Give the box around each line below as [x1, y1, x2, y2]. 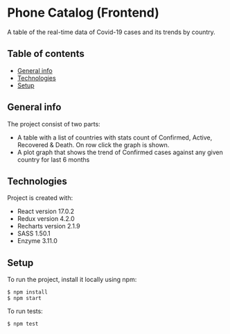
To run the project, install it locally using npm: [7, 276, 137, 284]
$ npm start [7, 295, 42, 302]
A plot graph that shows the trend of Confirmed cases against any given [17, 148, 224, 156]
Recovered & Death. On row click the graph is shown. [17, 140, 170, 149]
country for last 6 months [17, 155, 90, 164]
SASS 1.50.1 [17, 229, 51, 237]
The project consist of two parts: [7, 119, 100, 128]
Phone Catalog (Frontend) [7, 5, 159, 21]
